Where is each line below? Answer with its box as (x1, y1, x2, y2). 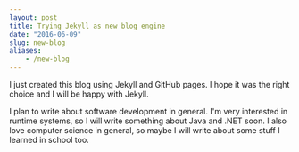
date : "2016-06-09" (9, 30, 82, 38)
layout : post (9, 13, 58, 22)
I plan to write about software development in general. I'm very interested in (9, 106, 288, 116)
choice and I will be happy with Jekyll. (9, 89, 149, 99)
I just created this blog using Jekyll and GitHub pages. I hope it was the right (9, 80, 290, 89)
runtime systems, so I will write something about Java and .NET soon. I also (9, 115, 287, 126)
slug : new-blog (9, 38, 66, 47)
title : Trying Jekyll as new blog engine (9, 21, 166, 30)
